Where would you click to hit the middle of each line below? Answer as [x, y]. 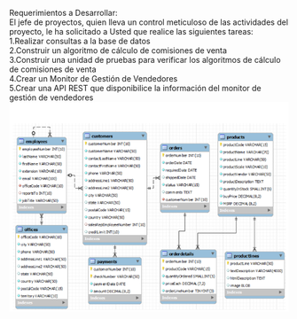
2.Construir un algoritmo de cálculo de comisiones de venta [118, 51]
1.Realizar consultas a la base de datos [80, 41]
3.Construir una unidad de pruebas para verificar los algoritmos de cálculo [145, 60]
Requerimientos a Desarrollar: [63, 13]
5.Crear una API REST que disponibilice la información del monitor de [135, 88]
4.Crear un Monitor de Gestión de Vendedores [94, 78]
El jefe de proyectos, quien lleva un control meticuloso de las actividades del [149, 22]
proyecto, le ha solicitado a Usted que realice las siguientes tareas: [132, 31]
